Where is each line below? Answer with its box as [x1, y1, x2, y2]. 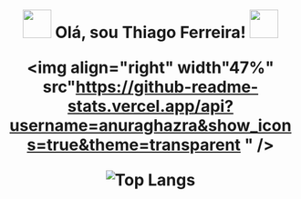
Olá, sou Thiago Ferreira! [55, 23, 246, 43]
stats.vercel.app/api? [67, 96, 234, 117]
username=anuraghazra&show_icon [9, 115, 292, 136]
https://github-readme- [75, 77, 259, 97]
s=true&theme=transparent [26, 134, 242, 155]
